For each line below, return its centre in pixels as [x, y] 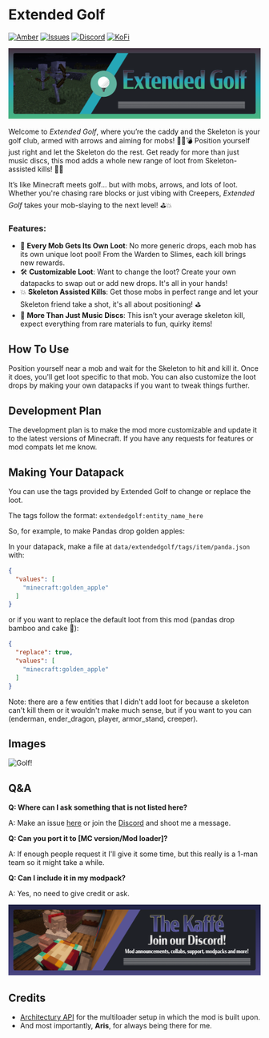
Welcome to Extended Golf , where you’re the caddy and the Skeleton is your [134, 132]
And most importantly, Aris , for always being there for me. [116, 1026]
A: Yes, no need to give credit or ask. [69, 894]
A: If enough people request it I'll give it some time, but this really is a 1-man [133, 854]
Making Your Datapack [66, 472]
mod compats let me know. [53, 447]
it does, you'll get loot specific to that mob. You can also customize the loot [132, 377]
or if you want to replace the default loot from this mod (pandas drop [121, 620]
